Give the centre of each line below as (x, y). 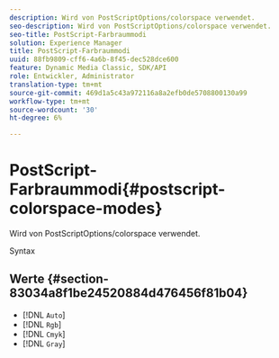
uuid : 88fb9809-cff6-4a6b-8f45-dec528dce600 (94, 59)
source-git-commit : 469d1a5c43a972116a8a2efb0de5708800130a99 (128, 93)
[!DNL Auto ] (44, 315)
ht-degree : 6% (36, 118)
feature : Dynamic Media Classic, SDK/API (88, 68)
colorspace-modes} (86, 209)
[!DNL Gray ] (44, 344)
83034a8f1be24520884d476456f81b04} (129, 293)
